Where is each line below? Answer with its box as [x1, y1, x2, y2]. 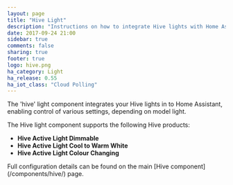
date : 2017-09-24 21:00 [7, 29, 76, 37]
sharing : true [7, 49, 49, 56]
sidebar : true [7, 36, 49, 43]
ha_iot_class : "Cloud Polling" [7, 81, 98, 88]
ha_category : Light [7, 68, 64, 75]
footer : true [7, 55, 45, 62]
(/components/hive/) [7, 170, 66, 178]
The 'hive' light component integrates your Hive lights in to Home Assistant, [7, 100, 223, 108]
